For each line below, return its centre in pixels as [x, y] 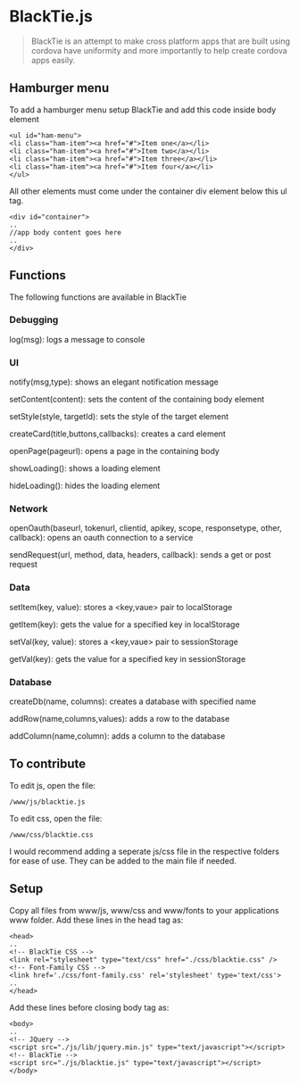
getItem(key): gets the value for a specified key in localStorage [125, 624]
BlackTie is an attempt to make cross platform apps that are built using [161, 41]
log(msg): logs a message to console [77, 339]
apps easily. [53, 60]
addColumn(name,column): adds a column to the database [117, 736]
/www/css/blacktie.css [51, 835]
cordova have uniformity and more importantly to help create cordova [159, 50]
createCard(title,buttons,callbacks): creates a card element [117, 434]
